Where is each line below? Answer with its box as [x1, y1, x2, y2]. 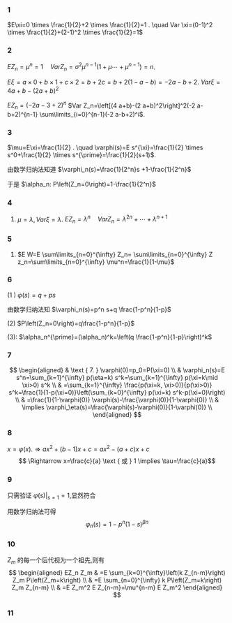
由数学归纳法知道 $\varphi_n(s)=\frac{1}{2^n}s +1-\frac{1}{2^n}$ [7, 166, 192, 174]
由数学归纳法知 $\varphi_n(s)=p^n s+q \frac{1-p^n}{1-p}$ [7, 305, 172, 314]
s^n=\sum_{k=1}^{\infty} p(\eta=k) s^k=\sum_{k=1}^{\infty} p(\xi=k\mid [16, 374, 218, 382]
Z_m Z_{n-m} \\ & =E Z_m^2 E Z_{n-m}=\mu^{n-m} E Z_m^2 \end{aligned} [11, 583, 223, 592]
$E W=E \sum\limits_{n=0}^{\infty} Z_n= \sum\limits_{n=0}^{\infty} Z [17, 250, 213, 258]
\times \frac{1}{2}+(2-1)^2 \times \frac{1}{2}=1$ [7, 28, 144, 36]
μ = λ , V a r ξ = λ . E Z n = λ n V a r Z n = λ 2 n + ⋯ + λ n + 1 [17, 214, 168, 225]
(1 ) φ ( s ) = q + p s [7, 291, 56, 299]
